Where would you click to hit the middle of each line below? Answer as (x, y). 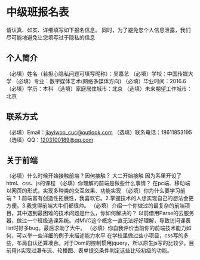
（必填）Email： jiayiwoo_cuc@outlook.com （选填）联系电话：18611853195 (99, 132)
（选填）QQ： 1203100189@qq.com (50, 140)
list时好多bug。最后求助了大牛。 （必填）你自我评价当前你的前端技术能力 (96, 228)
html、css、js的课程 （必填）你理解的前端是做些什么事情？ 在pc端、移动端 (98, 183)
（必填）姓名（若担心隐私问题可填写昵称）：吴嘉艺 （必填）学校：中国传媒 (97, 74)
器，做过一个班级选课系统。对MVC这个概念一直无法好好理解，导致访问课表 (99, 221)
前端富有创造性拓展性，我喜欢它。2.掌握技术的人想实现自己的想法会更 (108, 198)
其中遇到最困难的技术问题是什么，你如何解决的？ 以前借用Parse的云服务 (105, 213)
